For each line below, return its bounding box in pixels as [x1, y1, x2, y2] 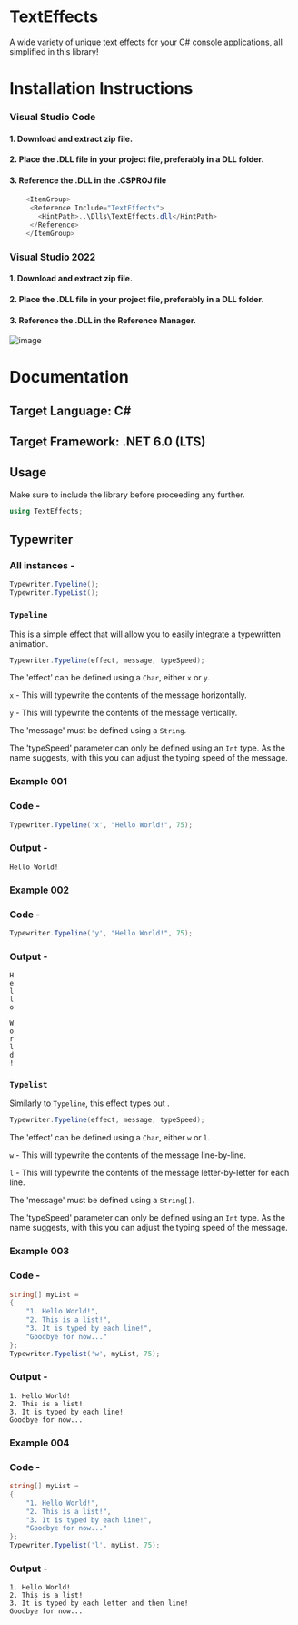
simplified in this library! [9, 46, 99, 56]
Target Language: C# [9, 403, 132, 418]
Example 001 [9, 775, 68, 788]
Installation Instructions [9, 78, 194, 99]
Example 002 [9, 884, 70, 896]
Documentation [9, 367, 130, 388]
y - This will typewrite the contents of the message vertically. [9, 708, 238, 719]
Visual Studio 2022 [9, 250, 96, 263]
